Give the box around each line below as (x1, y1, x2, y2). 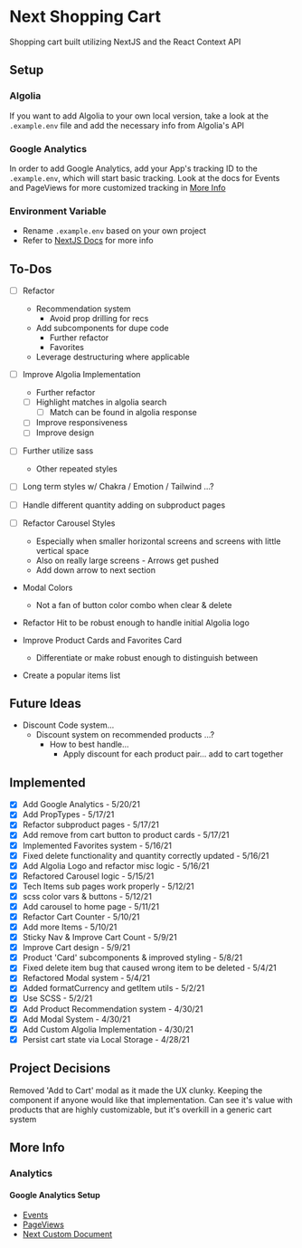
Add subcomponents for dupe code (35, 323, 169, 334)
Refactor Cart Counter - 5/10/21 (22, 911, 140, 922)
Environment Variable (9, 205, 107, 217)
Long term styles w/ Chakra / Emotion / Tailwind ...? (22, 481, 214, 492)
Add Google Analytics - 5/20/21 (22, 799, 140, 810)
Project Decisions (9, 1061, 111, 1076)
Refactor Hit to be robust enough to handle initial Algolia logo (22, 617, 250, 628)
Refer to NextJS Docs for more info (22, 235, 154, 246)
